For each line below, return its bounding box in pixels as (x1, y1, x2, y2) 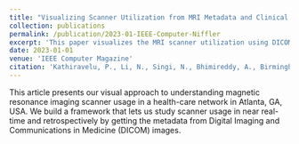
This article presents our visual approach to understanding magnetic (9, 86, 261, 98)
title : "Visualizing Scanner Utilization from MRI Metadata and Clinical (9, 12, 289, 22)
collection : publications (9, 21, 105, 30)
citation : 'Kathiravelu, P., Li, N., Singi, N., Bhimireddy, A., (9, 63, 256, 72)
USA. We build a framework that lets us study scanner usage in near (9, 106, 260, 116)
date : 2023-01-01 (9, 46, 74, 55)
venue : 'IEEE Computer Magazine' (9, 54, 133, 63)
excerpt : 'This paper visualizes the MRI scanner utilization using (9, 37, 269, 47)
